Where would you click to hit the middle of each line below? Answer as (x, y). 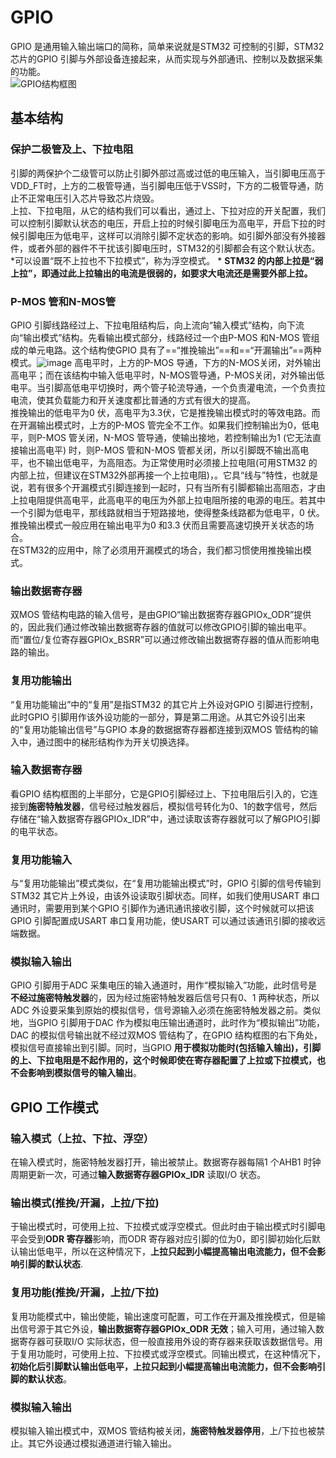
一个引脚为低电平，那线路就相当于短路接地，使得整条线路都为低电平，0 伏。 (167, 512)
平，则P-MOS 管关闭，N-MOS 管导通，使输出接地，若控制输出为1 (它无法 (161, 437)
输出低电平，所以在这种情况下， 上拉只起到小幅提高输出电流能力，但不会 (167, 1252)
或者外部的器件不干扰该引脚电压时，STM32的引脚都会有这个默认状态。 (174, 248)
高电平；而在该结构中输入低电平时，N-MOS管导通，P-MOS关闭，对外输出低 (167, 375)
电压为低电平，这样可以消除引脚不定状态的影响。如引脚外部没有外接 (176, 235)
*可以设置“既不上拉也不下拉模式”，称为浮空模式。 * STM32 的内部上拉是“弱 (167, 260)
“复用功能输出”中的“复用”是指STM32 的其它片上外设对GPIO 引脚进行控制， (164, 704)
